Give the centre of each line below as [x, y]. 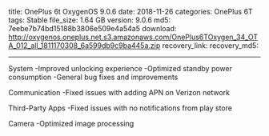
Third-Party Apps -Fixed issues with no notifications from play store [120, 108]
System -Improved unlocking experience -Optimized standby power [120, 68]
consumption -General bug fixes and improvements [93, 77]
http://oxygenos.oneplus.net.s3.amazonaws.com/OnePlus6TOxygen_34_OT [133, 37]
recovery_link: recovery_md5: [210, 46]
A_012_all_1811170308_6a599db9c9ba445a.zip [84, 46]
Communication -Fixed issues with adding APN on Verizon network [119, 92]
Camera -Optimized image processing [71, 124]
